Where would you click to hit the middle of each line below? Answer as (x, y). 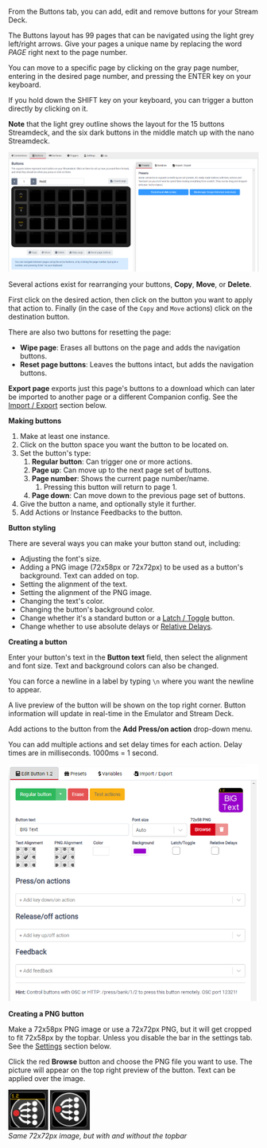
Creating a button (38, 641)
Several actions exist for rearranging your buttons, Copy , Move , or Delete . (130, 284)
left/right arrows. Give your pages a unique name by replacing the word (125, 44)
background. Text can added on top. (79, 575)
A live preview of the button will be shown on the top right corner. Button (127, 705)
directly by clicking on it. (48, 108)
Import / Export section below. (58, 405)
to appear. (25, 689)
